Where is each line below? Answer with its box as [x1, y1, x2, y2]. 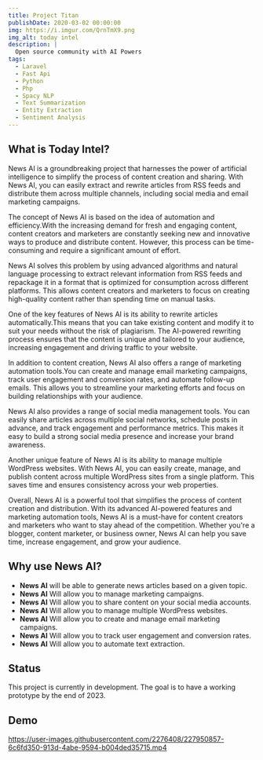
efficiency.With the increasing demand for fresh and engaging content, [8, 221, 238, 230]
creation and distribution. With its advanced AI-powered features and [8, 503, 232, 513]
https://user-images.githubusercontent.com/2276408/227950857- [8, 735, 225, 744]
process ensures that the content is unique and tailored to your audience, [8, 334, 246, 344]
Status [8, 661, 42, 675]
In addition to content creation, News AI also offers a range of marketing [8, 358, 242, 367]
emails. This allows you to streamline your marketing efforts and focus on [8, 382, 246, 393]
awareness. [8, 440, 46, 449]
